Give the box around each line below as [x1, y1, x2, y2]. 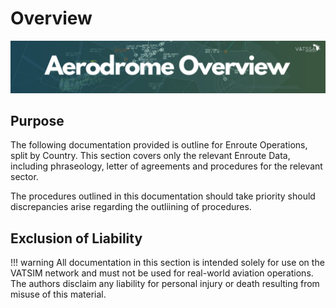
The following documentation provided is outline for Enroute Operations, [10, 139, 308, 151]
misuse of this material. [10, 288, 107, 301]
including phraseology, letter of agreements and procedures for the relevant [10, 160, 323, 172]
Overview [10, 7, 93, 30]
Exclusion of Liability [10, 230, 143, 247]
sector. [10, 171, 39, 183]
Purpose [10, 113, 65, 129]
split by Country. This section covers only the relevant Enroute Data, [10, 150, 291, 162]
